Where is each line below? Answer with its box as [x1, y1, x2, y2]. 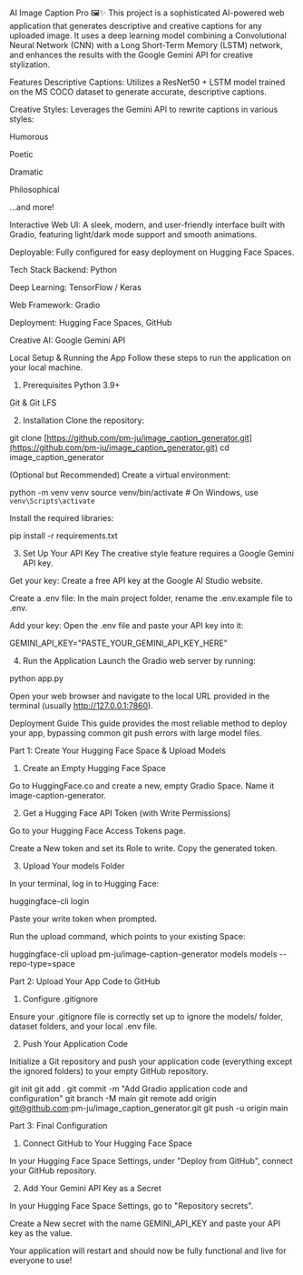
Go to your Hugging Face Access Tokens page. [9, 826, 186, 836]
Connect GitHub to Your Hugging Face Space [22, 1138, 192, 1149]
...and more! [9, 202, 54, 212]
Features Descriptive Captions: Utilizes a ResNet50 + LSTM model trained [9, 76, 286, 87]
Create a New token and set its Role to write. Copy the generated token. [9, 843, 279, 853]
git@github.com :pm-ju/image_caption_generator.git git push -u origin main [9, 1103, 288, 1113]
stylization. [9, 59, 51, 70]
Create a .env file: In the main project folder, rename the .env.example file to [9, 593, 293, 603]
